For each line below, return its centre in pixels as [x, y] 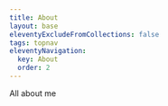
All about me [33, 93]
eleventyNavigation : [48, 51]
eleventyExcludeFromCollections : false [84, 34]
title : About [34, 18]
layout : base [34, 26]
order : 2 [34, 68]
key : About [38, 59]
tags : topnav [34, 43]
